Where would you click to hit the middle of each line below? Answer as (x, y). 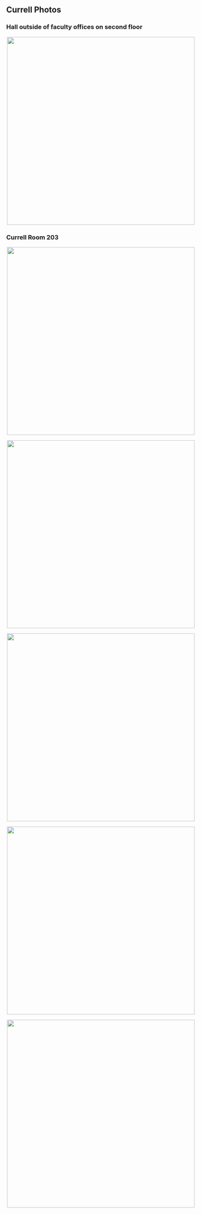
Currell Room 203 (32, 237)
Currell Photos (34, 10)
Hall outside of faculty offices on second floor (74, 27)
